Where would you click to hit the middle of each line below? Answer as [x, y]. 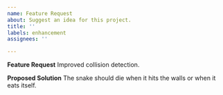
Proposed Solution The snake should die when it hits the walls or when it [111, 78]
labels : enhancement [37, 33]
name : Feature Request [40, 13]
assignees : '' [28, 39]
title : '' [21, 26]
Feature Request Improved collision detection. [73, 65]
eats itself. [22, 85]
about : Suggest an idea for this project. [69, 20]
